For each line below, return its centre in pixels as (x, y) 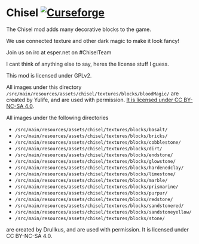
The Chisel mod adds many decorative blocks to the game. (79, 29)
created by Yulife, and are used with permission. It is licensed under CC (94, 100)
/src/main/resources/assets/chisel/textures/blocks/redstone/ (94, 199)
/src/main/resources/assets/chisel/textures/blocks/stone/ (90, 218)
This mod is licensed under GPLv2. (49, 75)
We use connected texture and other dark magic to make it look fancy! (93, 41)
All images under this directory (44, 87)
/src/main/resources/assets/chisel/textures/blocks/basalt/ (91, 129)
